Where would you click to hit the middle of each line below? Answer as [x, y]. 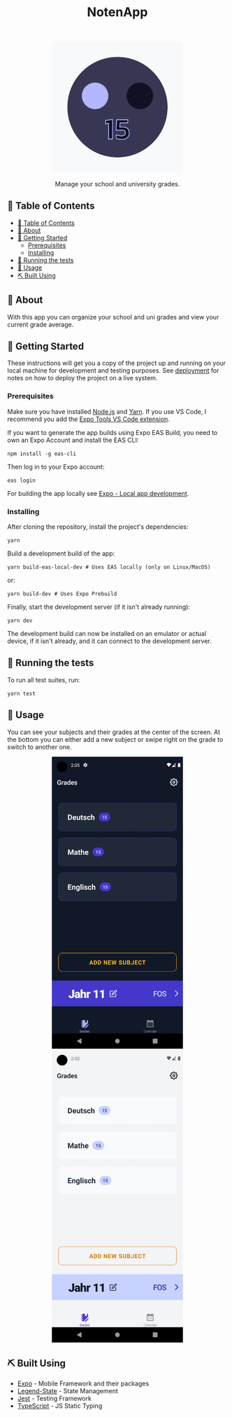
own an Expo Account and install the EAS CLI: [73, 440]
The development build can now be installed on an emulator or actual [107, 633]
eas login [22, 481]
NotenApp [117, 12]
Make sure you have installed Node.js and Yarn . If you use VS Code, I [107, 411]
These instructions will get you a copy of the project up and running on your [116, 363]
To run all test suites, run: [44, 679]
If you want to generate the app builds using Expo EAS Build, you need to [113, 432]
